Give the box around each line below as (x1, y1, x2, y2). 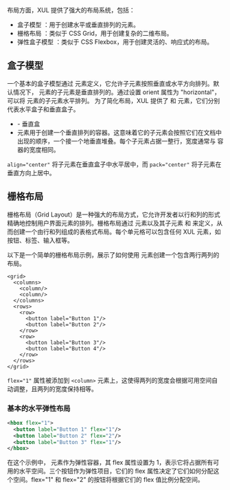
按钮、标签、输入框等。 (7, 236, 73, 244)
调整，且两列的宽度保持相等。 (12, 384, 97, 393)
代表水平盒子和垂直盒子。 (7, 105, 80, 113)
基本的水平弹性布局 (7, 403, 71, 413)
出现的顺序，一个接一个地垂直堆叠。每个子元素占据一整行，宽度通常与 (16, 137, 216, 145)
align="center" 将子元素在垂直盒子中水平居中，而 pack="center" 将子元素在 (7, 160, 222, 168)
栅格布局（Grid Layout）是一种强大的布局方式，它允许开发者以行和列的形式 (7, 210, 221, 219)
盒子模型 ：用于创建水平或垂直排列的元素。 (16, 21, 139, 29)
